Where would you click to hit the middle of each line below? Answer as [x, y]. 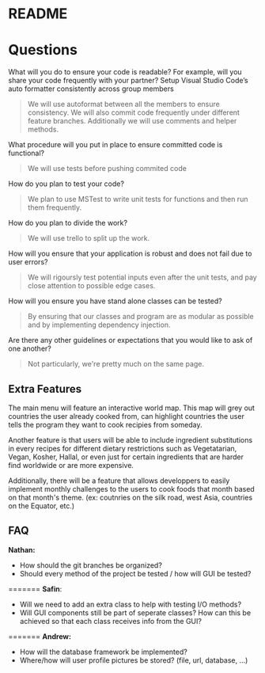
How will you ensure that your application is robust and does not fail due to [130, 253]
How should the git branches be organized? [91, 565]
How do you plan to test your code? [66, 184]
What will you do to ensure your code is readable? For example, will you [125, 72]
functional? [26, 153]
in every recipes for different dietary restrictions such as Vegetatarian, [123, 448]
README [38, 14]
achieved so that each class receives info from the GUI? [110, 621]
